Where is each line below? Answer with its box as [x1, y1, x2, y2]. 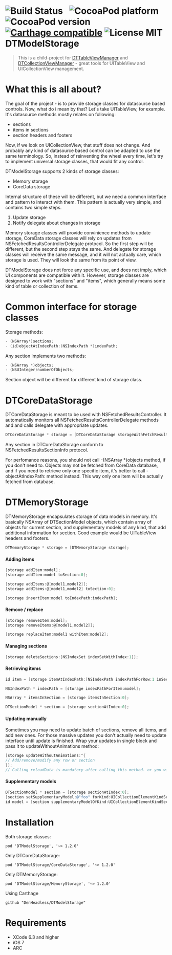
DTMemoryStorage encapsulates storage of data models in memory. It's [5, 513, 158, 519]
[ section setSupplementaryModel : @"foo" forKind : [5, 794, 111, 799]
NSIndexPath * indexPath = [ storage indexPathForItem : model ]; [5, 686, 141, 691]
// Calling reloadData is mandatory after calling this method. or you [5, 767, 161, 772]
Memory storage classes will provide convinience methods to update [5, 229, 151, 235]
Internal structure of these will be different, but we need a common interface [5, 193, 166, 200]
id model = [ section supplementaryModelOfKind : [5, 799, 109, 805]
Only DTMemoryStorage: [5, 871, 58, 877]
